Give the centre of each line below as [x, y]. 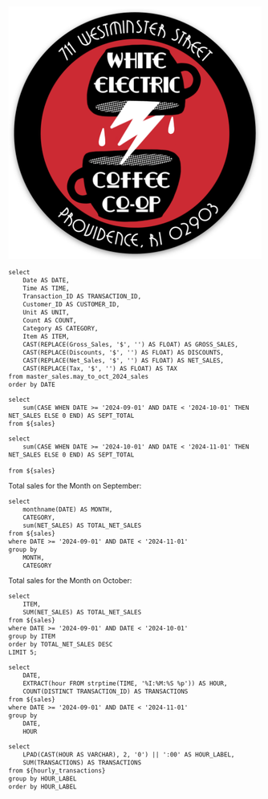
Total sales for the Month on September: [75, 486]
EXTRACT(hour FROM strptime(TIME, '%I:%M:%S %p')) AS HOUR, [125, 683]
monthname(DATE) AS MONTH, [68, 509]
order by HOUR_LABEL [43, 787]
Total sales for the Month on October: [70, 580]
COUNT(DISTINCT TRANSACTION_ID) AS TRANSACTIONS [106, 692]
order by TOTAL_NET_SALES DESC [61, 644]
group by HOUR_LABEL [43, 779]
